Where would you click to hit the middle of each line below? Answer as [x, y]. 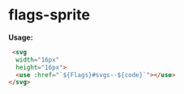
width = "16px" [38, 60]
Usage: [21, 37]
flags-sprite [49, 15]
